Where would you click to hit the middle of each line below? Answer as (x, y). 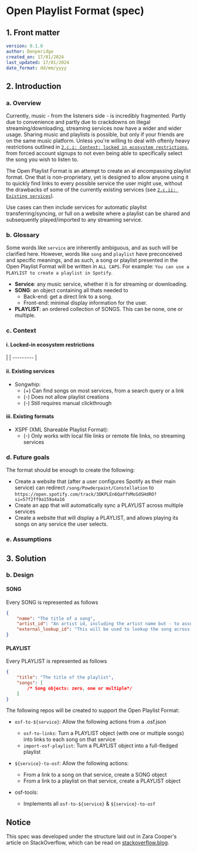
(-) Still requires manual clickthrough (67, 403)
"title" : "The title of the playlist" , (65, 677)
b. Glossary (23, 235)
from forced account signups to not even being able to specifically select (94, 153)
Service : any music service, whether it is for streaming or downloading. (101, 284)
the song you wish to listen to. (42, 159)
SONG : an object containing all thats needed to (71, 290)
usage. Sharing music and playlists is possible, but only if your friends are (95, 135)
